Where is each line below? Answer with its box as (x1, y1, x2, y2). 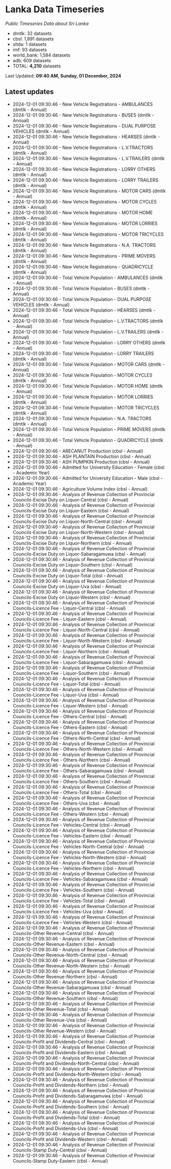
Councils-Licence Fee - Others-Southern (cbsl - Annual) (12, 778, 131, 784)
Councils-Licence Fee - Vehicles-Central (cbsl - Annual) (12, 822, 131, 828)
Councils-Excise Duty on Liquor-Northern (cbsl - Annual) (12, 540, 132, 546)
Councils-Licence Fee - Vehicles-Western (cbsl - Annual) (12, 919, 133, 925)
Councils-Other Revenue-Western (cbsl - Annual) (12, 1028, 116, 1034)
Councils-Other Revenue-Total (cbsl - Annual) (12, 1006, 109, 1012)
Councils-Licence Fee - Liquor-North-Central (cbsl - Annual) (12, 626, 140, 633)
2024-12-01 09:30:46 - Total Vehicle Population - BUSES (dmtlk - (12, 285, 150, 291)
